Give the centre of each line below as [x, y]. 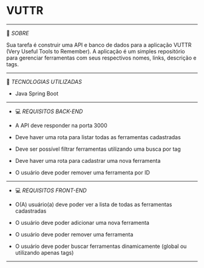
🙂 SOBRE [18, 33]
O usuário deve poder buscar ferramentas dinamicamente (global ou [101, 246]
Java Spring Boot [37, 93]
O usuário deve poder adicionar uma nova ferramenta [82, 222]
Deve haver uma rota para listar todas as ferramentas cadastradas [98, 137]
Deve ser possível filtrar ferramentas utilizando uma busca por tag [98, 149]
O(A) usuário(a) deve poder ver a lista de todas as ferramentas [93, 204]
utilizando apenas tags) [44, 252]
